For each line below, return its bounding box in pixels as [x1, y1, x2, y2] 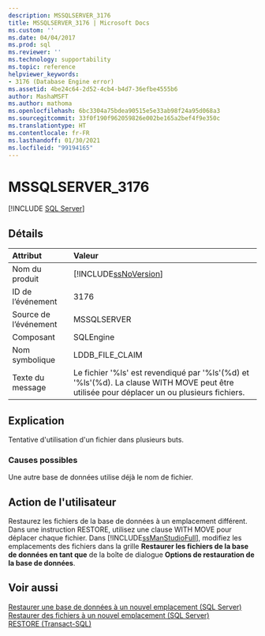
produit [12, 273, 39, 284]
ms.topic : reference [8, 63, 77, 71]
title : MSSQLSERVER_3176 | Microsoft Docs [8, 19, 150, 27]
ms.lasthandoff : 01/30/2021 [8, 136, 101, 145]
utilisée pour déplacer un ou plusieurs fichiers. [73, 387, 245, 398]
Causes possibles [8, 454, 78, 465]
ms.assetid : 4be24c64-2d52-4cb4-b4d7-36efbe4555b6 [8, 85, 178, 93]
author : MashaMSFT [8, 92, 69, 100]
